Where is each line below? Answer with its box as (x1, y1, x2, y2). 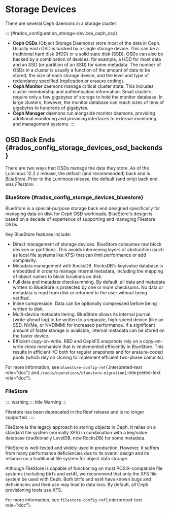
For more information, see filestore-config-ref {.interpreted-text (5, 497, 142, 503)
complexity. (12, 257, 37, 263)
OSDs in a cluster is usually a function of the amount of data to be (12, 67, 151, 73)
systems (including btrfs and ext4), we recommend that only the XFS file (5, 471, 157, 477)
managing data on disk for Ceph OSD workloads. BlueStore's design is (5, 211, 153, 217)
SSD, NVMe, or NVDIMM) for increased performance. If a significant (12, 322, 156, 328)
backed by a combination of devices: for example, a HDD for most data (12, 56, 161, 62)
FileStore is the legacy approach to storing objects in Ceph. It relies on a (5, 424, 156, 430)
